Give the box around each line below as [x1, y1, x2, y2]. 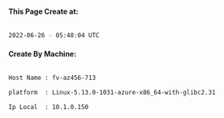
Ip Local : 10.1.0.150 [8, 103, 89, 112]
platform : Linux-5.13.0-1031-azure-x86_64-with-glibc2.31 [8, 89, 217, 97]
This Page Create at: [8, 6, 79, 16]
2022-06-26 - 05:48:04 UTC [8, 32, 100, 40]
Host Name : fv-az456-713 [8, 74, 96, 82]
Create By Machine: [8, 48, 77, 58]
